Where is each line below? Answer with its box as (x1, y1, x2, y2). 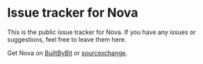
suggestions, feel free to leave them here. (7, 35, 127, 43)
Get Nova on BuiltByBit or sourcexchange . (7, 49, 128, 57)
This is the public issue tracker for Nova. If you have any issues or (7, 28, 196, 36)
